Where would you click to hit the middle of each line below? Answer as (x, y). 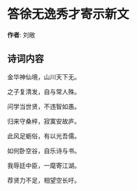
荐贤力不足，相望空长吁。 (44, 180)
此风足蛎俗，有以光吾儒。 (44, 135)
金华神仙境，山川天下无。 (44, 76)
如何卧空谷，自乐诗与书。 (44, 151)
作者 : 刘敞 (21, 35)
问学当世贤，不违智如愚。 (44, 106)
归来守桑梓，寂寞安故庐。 (44, 121)
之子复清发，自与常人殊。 (44, 92)
